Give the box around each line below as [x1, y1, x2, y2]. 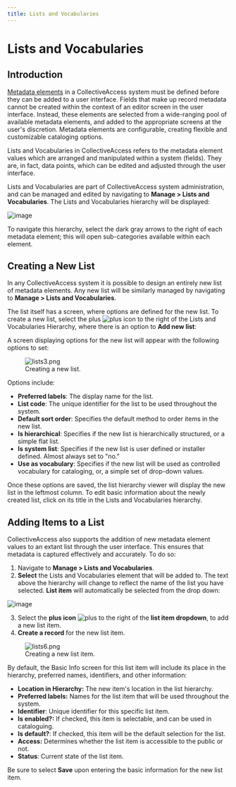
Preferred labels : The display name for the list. [17, 392, 154, 401]
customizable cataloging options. [7, 132, 104, 141]
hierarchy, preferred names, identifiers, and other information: [7, 671, 187, 680]
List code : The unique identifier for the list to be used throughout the [17, 399, 217, 408]
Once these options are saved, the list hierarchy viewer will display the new [7, 481, 226, 489]
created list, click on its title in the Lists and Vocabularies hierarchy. [7, 495, 202, 505]
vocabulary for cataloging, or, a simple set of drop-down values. [17, 467, 204, 476]
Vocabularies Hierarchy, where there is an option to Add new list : [7, 323, 197, 331]
